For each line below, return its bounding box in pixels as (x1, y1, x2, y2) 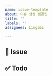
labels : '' (5, 20, 27, 26)
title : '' (5, 16, 25, 21)
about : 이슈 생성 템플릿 (5, 12, 48, 17)
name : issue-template (5, 7, 49, 12)
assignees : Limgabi (5, 25, 44, 30)
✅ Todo (5, 64, 28, 72)
